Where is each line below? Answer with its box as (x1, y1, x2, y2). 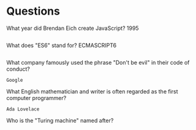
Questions (6, 4, 60, 18)
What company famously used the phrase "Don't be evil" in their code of (6, 59, 190, 66)
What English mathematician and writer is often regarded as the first (6, 87, 179, 95)
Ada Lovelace (6, 106, 40, 112)
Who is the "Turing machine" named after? (6, 117, 114, 124)
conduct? (6, 65, 31, 73)
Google (6, 77, 23, 83)
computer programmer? (6, 94, 67, 101)
